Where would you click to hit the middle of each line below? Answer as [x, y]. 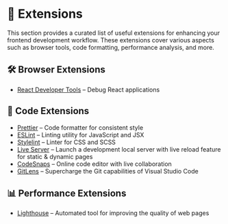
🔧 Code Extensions [48, 111]
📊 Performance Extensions [67, 193]
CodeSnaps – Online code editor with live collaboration [94, 164]
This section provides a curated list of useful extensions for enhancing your [114, 33]
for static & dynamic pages [55, 156]
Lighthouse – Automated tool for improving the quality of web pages [113, 213]
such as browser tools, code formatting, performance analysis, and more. [111, 47]
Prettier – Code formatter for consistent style [80, 127]
